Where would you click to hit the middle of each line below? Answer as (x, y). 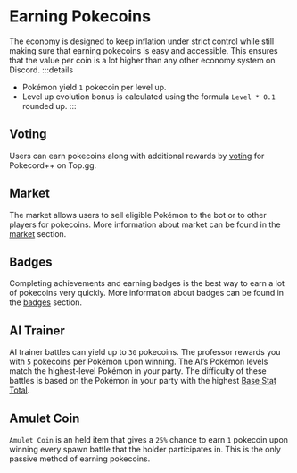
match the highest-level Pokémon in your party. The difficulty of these (138, 371)
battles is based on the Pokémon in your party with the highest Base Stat (143, 381)
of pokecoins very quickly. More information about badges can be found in (146, 293)
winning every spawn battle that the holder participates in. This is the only (145, 449)
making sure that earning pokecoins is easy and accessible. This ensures (144, 50)
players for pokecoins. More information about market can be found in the (145, 224)
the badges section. (46, 302)
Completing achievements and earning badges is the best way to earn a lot (147, 283)
